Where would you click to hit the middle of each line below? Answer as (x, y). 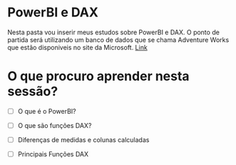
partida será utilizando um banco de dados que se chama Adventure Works (118, 39)
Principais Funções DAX (53, 154)
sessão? (33, 92)
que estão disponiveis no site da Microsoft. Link (77, 47)
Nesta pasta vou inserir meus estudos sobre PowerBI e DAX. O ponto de (113, 32)
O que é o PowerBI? (47, 111)
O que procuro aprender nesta (99, 76)
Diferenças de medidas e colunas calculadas (83, 140)
